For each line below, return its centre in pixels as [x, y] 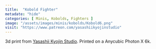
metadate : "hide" [23, 14]
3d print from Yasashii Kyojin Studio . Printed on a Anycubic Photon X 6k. [78, 41]
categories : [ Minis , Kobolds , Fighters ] [49, 18]
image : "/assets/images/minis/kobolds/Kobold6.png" [59, 23]
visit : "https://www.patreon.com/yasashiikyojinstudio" [63, 28]
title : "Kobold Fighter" [31, 9]
